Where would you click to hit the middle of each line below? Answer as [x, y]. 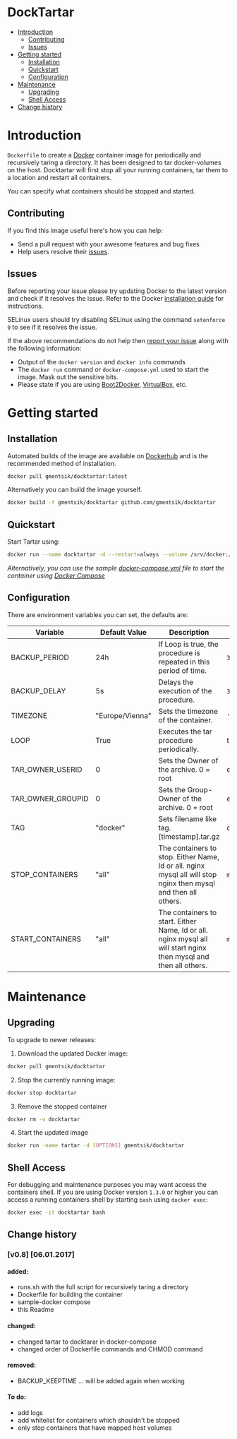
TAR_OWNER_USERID [47, 769]
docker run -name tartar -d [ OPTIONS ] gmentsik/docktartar [96, 1146]
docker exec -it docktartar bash [56, 1213]
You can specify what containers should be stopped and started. [101, 191]
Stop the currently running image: [66, 1080]
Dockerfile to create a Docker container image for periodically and [104, 155]
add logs [30, 1413]
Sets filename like [188, 818]
